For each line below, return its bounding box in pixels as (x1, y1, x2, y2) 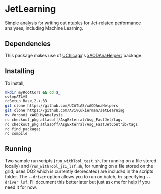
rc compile (5, 131, 28, 136)
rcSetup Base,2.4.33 (5, 99, 48, 104)
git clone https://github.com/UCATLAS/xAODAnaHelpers (5, 103, 119, 108)
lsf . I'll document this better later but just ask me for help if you (20, 179, 150, 185)
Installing (5, 67, 35, 75)
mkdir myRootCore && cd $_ (5, 90, 61, 95)
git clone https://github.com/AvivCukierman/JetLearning (5, 108, 125, 113)
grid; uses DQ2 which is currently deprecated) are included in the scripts (5, 168, 154, 174)
